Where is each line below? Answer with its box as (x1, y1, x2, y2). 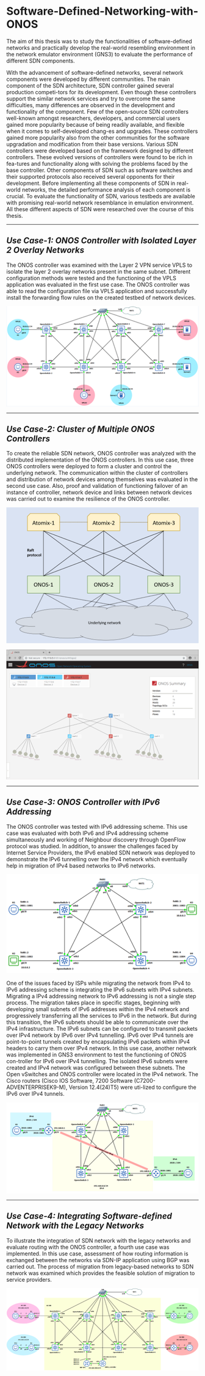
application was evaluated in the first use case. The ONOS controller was (6, 280, 190, 288)
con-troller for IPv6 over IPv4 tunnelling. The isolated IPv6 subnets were (6, 1057, 188, 1064)
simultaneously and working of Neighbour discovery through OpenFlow (6, 836, 186, 843)
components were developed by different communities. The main (6, 75, 171, 83)
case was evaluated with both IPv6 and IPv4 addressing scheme (6, 829, 169, 837)
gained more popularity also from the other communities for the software (6, 133, 190, 141)
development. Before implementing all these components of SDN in (6, 179, 176, 187)
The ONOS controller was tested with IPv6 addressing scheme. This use (6, 823, 188, 830)
